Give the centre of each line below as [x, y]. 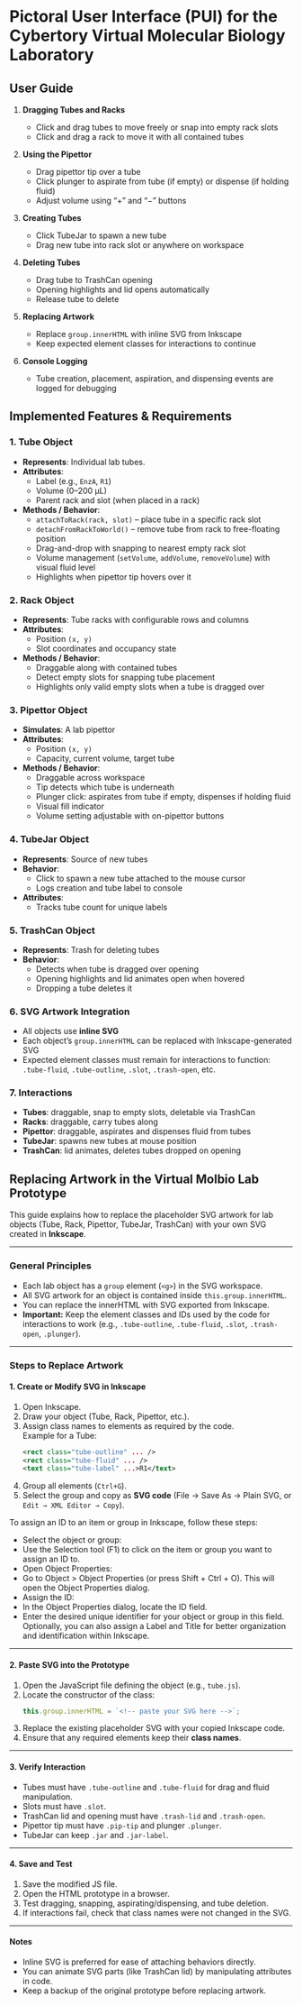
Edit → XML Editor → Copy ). [73, 1505]
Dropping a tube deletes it [84, 988]
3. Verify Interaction [48, 1767]
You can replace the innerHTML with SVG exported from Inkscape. [146, 1305]
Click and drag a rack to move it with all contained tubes [140, 137]
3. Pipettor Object [49, 710]
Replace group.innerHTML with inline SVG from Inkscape [139, 334]
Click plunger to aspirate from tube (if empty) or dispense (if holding [162, 181]
